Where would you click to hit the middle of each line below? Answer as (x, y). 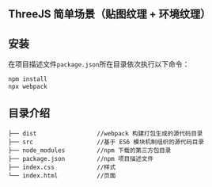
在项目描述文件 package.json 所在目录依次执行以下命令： (99, 64)
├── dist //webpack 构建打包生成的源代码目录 (106, 133)
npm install (28, 79)
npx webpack (28, 87)
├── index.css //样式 (62, 167)
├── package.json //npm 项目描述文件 (81, 158)
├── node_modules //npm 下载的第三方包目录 (90, 150)
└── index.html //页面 (62, 176)
